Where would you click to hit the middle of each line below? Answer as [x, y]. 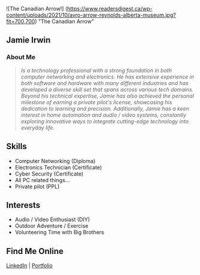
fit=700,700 [21, 21]
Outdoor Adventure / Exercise [51, 226]
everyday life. [38, 128]
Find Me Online [35, 251]
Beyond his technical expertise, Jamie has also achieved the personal [107, 96]
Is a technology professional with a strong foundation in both [96, 70]
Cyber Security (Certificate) [49, 174]
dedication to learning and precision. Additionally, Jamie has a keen [105, 108]
